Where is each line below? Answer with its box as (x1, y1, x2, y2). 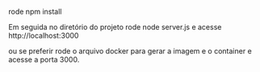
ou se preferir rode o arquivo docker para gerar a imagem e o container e (8, 46, 252, 55)
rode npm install (8, 7, 62, 16)
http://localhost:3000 (8, 31, 79, 40)
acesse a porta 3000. (8, 55, 80, 64)
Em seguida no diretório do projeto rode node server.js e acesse (8, 22, 222, 31)
